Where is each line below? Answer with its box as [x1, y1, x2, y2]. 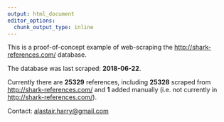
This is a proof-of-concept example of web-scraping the [7, 43, 173, 52]
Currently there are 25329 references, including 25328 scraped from [7, 78, 211, 87]
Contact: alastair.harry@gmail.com [7, 107, 109, 116]
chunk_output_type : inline [14, 23, 94, 30]
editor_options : [7, 17, 55, 24]
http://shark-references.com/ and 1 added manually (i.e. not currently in [7, 86, 218, 94]
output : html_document [7, 10, 75, 18]
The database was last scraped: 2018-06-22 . [7, 65, 142, 73]
